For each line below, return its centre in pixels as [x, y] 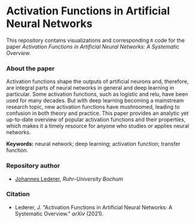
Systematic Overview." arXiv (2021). [59, 213]
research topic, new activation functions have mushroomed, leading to [93, 107]
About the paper [31, 68]
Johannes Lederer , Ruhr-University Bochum [69, 179]
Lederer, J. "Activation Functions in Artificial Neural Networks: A [93, 207]
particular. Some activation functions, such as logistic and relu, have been [97, 94]
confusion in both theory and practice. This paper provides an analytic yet [97, 113]
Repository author [33, 166]
